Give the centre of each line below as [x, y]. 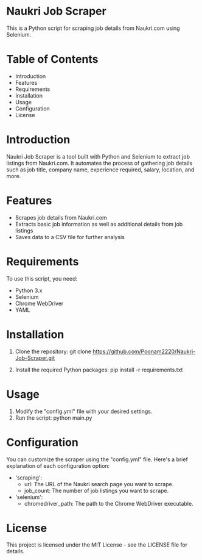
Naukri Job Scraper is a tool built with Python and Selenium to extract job [98, 156]
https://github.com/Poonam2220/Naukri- [144, 351]
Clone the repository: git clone [53, 351]
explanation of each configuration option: [58, 465]
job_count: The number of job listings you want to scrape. [96, 490]
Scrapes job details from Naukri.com [61, 217]
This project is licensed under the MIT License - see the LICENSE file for [97, 545]
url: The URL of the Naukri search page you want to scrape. [99, 484]
